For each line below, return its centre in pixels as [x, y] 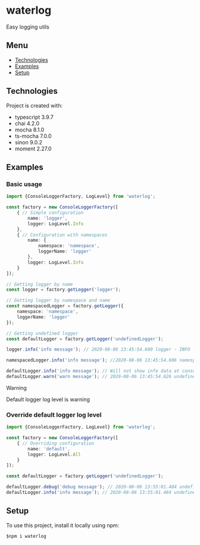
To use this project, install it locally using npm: [63, 525]
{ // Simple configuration [50, 213]
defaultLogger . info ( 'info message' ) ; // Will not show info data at [93, 371]
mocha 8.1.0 [29, 130]
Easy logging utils [28, 27]
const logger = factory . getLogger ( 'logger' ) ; [63, 290]
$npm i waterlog [26, 536]
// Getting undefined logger [42, 333]
